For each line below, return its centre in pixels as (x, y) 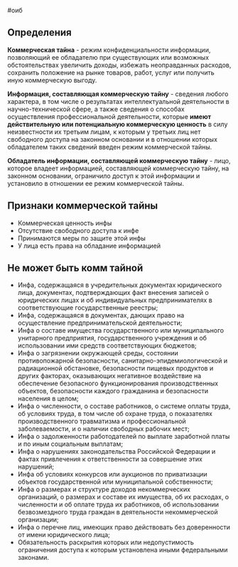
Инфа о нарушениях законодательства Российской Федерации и (117, 452)
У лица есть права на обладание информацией (89, 246)
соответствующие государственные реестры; (88, 308)
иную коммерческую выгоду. (52, 80)
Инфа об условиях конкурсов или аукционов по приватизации (112, 474)
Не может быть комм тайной (75, 268)
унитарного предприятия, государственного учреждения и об (112, 338)
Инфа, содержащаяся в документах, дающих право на (101, 316)
